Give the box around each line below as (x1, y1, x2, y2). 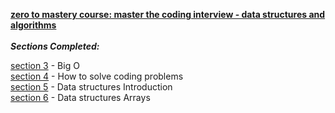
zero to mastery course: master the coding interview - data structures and (10, 9, 326, 20)
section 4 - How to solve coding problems (10, 70, 184, 82)
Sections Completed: (10, 40, 100, 52)
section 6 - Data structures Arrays (10, 92, 151, 103)
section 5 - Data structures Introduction (10, 81, 173, 93)
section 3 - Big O (10, 60, 80, 71)
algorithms (10, 19, 57, 31)
